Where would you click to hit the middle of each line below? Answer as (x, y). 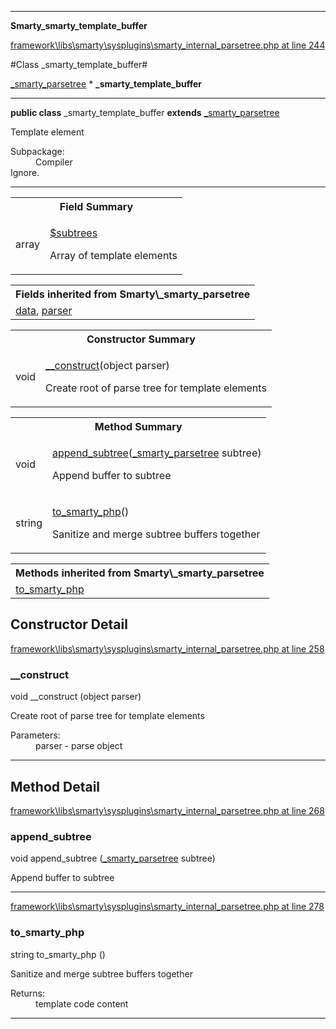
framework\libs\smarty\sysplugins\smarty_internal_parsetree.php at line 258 (167, 648)
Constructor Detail (69, 624)
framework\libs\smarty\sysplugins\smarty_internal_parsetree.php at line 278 (167, 907)
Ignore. (25, 172)
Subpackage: (37, 151)
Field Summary (96, 206)
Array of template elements (113, 255)
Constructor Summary (141, 339)
